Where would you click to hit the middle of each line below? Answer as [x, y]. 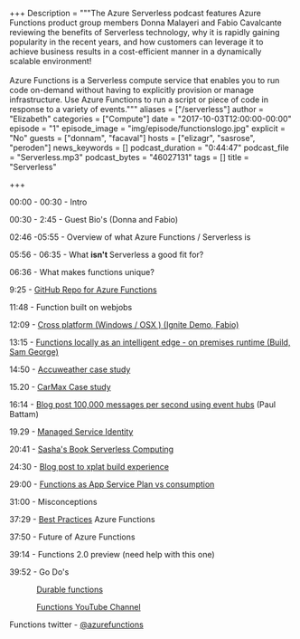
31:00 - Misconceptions [53, 502]
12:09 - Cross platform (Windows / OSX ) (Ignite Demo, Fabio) [124, 324]
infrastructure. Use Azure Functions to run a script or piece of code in [139, 100]
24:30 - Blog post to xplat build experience [89, 467]
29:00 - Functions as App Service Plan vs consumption [112, 484]
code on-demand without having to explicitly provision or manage [132, 90]
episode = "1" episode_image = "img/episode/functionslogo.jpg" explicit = [148, 129]
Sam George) [34, 352]
